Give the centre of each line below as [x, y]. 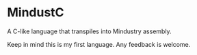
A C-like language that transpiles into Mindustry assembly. [90, 31]
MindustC [36, 13]
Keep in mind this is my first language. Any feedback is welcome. [99, 44]
